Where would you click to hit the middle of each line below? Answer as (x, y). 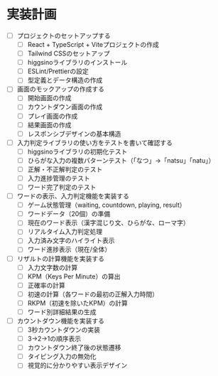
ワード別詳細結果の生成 (62, 312)
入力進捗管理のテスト (59, 178)
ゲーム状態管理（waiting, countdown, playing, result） (107, 205)
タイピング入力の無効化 (62, 357)
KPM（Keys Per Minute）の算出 (74, 276)
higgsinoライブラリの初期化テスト (77, 151)
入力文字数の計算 (53, 267)
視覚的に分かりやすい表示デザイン (77, 365)
